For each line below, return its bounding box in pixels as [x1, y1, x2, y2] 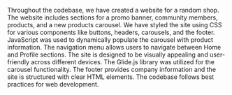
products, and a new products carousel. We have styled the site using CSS [7, 21, 222, 29]
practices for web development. [7, 80, 99, 88]
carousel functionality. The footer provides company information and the [7, 66, 217, 73]
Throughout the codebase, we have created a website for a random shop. [7, 6, 219, 14]
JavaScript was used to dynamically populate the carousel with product [7, 36, 214, 44]
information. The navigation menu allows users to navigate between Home [7, 43, 222, 51]
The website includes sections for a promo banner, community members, [7, 13, 218, 22]
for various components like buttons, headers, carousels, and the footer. [7, 28, 215, 36]
